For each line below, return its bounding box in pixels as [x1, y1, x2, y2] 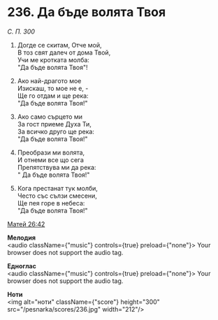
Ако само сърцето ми [17, 112, 82, 121]
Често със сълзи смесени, [17, 191, 98, 200]
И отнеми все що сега [17, 155, 84, 164]
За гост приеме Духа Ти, [17, 119, 92, 128]
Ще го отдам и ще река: [17, 92, 89, 100]
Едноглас [7, 261, 36, 270]
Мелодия [7, 233, 36, 242]
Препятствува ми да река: [17, 163, 96, 171]
